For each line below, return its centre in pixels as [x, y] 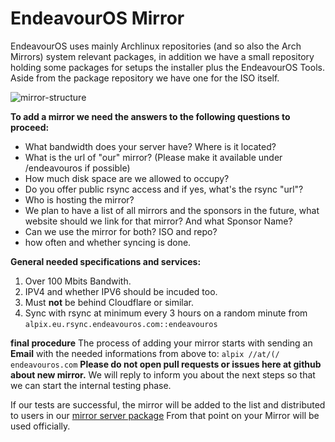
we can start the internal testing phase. [91, 385]
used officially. [40, 426]
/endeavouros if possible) [77, 168]
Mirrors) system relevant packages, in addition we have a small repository [162, 56]
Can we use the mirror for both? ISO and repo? [121, 231]
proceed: [30, 127]
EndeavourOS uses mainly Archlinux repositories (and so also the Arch [156, 46]
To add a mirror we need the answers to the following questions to [150, 116]
